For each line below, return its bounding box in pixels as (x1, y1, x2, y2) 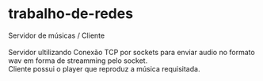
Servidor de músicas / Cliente (8, 31, 105, 40)
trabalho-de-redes (8, 5, 133, 23)
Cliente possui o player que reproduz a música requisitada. (8, 64, 200, 73)
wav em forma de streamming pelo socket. (8, 56, 148, 65)
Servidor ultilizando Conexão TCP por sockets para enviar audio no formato (8, 47, 255, 57)
